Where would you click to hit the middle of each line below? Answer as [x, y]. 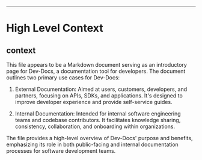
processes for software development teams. [61, 151]
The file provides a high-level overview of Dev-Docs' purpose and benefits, [99, 138]
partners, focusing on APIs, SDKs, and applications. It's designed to [99, 96]
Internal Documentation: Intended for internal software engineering [98, 114]
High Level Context [55, 28]
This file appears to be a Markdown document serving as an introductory [97, 65]
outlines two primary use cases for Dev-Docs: [63, 78]
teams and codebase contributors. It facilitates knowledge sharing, [98, 120]
